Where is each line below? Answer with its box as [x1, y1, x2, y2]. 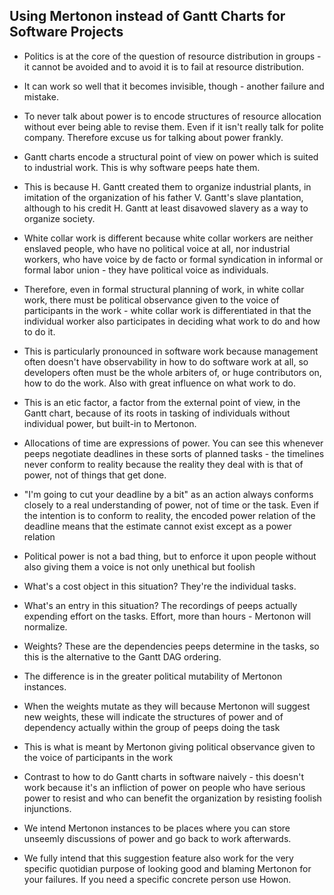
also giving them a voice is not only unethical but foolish [23, 560, 256, 573]
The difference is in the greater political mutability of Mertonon [23, 670, 283, 682]
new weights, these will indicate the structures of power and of [23, 710, 284, 723]
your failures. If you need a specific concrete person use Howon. [23, 873, 292, 885]
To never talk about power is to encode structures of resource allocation [23, 110, 322, 122]
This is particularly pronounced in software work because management [23, 345, 319, 357]
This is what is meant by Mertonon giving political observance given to [23, 740, 316, 753]
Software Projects [9, 24, 124, 41]
